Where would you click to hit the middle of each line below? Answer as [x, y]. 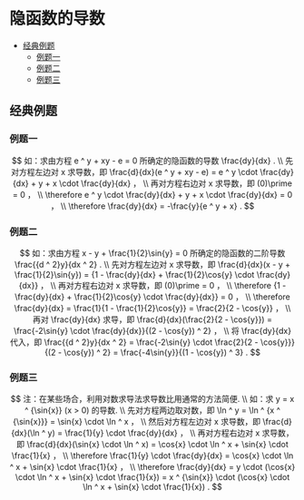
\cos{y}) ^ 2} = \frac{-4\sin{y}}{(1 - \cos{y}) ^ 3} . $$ [162, 352]
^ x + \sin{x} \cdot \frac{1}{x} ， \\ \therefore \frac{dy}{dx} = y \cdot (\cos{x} [152, 467]
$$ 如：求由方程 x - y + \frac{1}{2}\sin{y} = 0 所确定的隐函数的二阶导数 [152, 253]
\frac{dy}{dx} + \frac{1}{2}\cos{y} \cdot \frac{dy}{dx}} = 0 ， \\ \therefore [152, 297]
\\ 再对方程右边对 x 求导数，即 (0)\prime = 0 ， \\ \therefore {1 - [168, 285]
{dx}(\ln [25, 433]
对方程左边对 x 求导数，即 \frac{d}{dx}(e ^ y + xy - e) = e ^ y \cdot [134, 172]
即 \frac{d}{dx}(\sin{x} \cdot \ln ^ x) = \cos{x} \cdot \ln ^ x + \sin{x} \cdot [152, 445]
